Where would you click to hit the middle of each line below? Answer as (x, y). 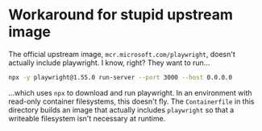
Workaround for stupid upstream (121, 15)
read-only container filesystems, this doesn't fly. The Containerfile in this (131, 101)
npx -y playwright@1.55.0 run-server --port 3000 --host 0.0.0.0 (120, 77)
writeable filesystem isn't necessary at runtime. (87, 118)
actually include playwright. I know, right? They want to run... (109, 63)
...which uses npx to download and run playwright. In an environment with (130, 92)
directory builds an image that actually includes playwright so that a (121, 109)
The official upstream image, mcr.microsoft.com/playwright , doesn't (122, 54)
